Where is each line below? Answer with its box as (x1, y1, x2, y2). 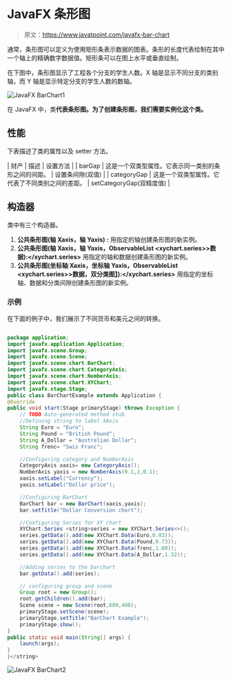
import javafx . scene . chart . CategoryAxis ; (7, 367, 128, 373)
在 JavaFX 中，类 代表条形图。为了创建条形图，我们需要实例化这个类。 (7, 105, 207, 113)
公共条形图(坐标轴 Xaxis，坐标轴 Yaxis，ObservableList (17, 261, 178, 269)
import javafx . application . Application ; (7, 340, 125, 347)
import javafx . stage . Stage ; (7, 385, 88, 392)
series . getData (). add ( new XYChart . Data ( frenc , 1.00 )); (19, 545, 177, 552)
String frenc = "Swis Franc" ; (19, 443, 103, 450)
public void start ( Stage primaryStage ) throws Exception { (7, 405, 181, 411)
